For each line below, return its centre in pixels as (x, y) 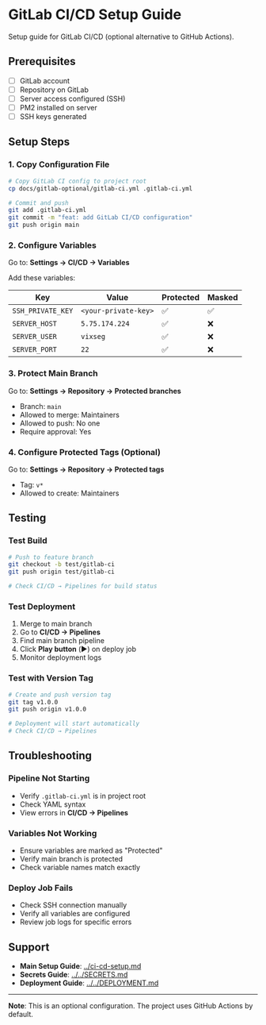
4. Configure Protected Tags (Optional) (84, 452)
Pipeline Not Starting (49, 778)
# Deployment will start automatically (74, 724)
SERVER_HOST (35, 324)
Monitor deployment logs (61, 657)
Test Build (28, 541)
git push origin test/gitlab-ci (61, 572)
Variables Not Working (53, 833)
